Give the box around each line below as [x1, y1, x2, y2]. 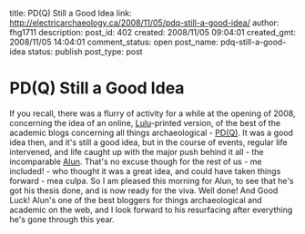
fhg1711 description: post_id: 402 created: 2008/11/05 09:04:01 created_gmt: [9, 27, 297, 37]
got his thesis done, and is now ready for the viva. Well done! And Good [9, 185, 279, 196]
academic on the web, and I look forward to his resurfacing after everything [9, 204, 293, 215]
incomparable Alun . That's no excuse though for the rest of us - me [9, 156, 262, 167]
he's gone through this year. [9, 213, 116, 225]
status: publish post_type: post [27, 46, 143, 57]
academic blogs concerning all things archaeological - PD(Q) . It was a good [9, 127, 294, 138]
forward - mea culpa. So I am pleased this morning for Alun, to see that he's [9, 175, 294, 186]
